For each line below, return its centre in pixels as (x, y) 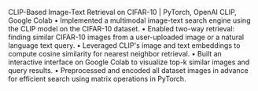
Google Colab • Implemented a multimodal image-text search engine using (129, 20)
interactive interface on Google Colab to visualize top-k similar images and (129, 62)
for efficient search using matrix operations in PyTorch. (97, 79)
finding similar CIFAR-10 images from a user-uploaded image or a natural (126, 37)
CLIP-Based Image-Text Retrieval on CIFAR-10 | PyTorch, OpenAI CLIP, (123, 12)
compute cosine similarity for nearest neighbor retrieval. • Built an (115, 54)
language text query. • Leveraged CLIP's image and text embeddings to (124, 45)
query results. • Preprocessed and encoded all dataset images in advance (129, 70)
